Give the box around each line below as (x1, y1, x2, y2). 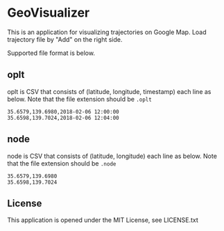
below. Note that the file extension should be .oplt (7, 95, 153, 103)
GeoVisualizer (7, 5, 90, 21)
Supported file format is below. (7, 49, 96, 57)
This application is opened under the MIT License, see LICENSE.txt (7, 216, 199, 224)
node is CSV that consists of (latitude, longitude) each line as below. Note (7, 152, 217, 160)
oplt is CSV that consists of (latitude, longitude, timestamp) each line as (7, 87, 212, 95)
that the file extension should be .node (7, 159, 117, 168)
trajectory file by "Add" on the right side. (7, 35, 123, 43)
